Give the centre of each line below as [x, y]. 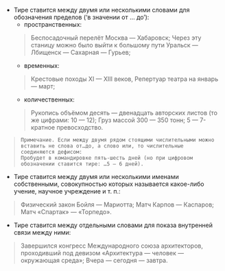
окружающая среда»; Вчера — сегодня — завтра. [94, 260]
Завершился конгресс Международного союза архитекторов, [112, 246]
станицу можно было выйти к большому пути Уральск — [115, 45]
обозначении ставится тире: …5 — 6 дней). [82, 164]
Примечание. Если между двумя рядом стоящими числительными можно [117, 140]
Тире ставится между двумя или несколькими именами [96, 177]
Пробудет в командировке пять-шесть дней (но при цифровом [107, 158]
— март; [43, 86]
